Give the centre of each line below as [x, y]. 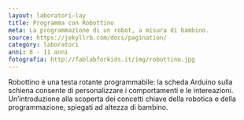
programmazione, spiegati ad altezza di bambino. [88, 107]
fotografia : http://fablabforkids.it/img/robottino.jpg [102, 60]
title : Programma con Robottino [61, 23]
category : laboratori [44, 45]
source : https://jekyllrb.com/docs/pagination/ [88, 37]
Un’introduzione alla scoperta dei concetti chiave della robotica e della [122, 99]
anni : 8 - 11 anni [38, 52]
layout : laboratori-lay [47, 15]
